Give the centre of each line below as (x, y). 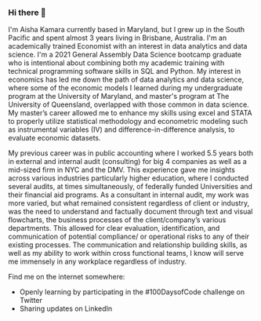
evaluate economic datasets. (54, 138)
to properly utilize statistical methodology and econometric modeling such (128, 122)
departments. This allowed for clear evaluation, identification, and (114, 228)
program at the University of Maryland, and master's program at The (119, 97)
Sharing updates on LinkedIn (66, 308)
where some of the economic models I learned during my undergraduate (125, 88)
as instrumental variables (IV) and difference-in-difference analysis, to (121, 129)
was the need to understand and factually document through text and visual (130, 212)
